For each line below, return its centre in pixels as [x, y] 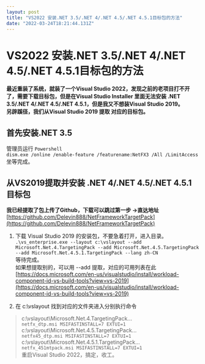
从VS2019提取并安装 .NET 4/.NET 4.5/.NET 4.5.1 [99, 183]
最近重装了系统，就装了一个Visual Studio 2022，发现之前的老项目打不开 [98, 89]
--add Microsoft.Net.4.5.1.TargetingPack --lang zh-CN [87, 253]
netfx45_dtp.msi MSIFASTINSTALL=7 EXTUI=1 [76, 336]
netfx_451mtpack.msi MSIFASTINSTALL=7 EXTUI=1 [82, 348]
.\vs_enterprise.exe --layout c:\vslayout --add [78, 242]
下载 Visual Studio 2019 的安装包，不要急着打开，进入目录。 [91, 236]
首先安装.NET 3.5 [39, 133]
